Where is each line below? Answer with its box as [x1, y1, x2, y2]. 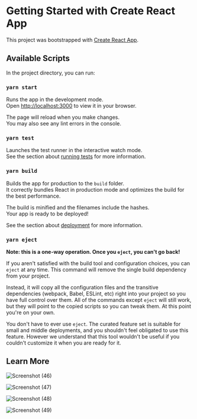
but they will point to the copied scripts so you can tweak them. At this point [6, 302, 191, 310]
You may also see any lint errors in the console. [6, 120, 121, 127]
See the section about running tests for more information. [6, 153, 146, 160]
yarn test [6, 134, 34, 141]
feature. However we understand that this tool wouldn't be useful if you [6, 333, 180, 340]
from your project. [6, 272, 50, 279]
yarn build [6, 167, 37, 175]
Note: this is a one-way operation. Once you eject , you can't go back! [6, 248, 180, 255]
